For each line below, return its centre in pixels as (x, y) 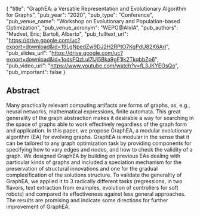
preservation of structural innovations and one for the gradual (82, 168)
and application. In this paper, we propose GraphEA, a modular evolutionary (99, 130)
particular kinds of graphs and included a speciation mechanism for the (94, 162)
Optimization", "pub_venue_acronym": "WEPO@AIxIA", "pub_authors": (92, 27)
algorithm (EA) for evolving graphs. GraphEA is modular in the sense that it (98, 137)
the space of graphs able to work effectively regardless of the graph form (96, 124)
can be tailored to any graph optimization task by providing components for (99, 143)
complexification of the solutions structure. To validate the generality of (94, 175)
